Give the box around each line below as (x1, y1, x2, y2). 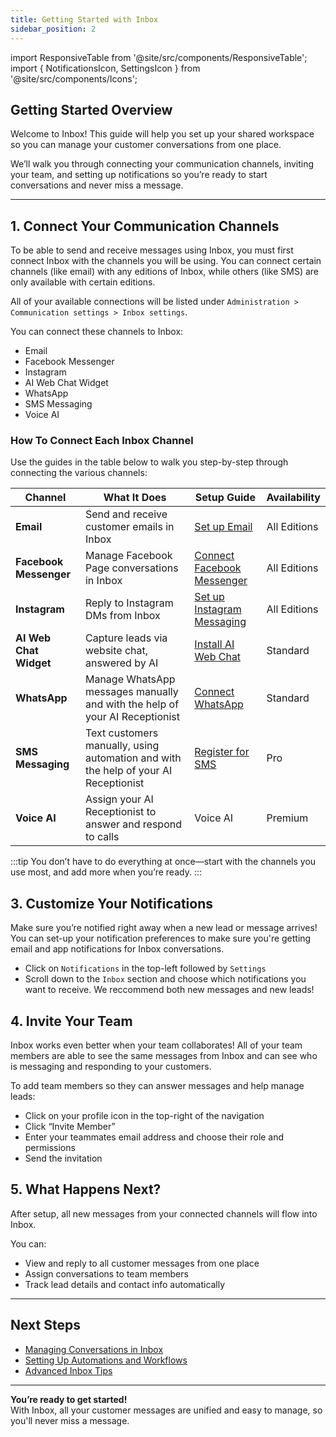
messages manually (84, 685, 179, 699)
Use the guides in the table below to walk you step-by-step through (10, 456, 289, 468)
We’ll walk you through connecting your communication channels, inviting (10, 158, 315, 170)
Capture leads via (84, 631, 168, 645)
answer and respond (84, 817, 183, 831)
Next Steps (10, 1317, 81, 1334)
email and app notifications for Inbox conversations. (10, 943, 225, 955)
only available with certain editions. (10, 276, 156, 288)
